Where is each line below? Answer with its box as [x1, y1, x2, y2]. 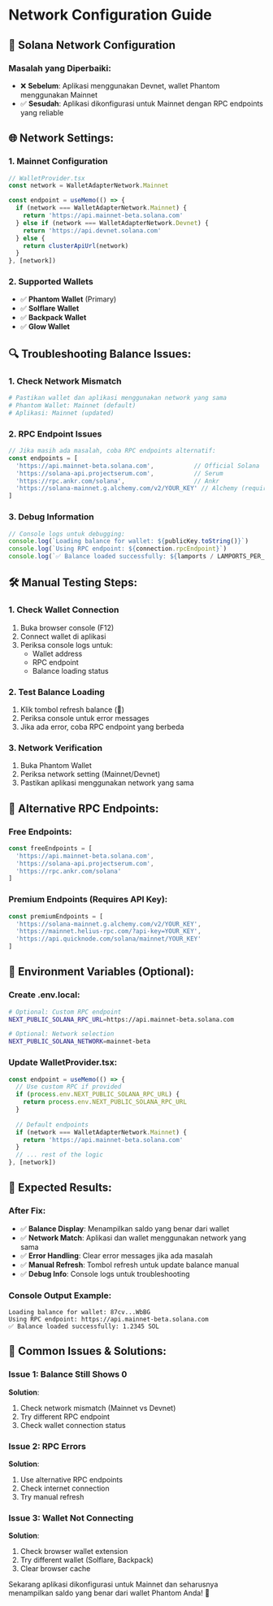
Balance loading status [32, 666, 109, 675]
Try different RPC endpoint [19, 1412, 110, 1422]
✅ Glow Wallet [19, 322, 71, 332]
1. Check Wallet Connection [8, 604, 119, 615]
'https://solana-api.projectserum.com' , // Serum [15, 469, 223, 477]
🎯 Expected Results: [8, 1181, 112, 1195]
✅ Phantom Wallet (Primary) [19, 294, 117, 304]
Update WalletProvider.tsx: [8, 1057, 118, 1068]
